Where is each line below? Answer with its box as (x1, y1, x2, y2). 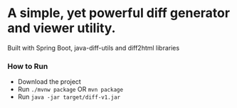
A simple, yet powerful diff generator (7, 5, 230, 21)
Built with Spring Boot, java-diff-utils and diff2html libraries (7, 43, 180, 52)
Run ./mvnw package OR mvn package (17, 85, 123, 94)
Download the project (17, 77, 82, 86)
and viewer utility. (7, 20, 116, 36)
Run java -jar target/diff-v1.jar (17, 92, 121, 101)
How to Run (7, 61, 48, 71)
